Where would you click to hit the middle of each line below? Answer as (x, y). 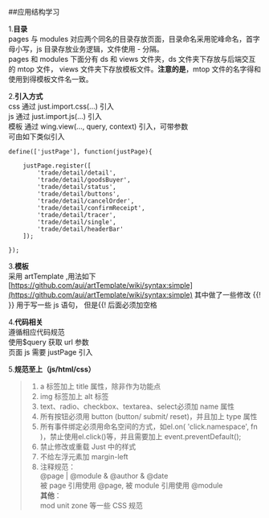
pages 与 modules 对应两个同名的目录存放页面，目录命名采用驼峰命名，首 (130, 39)
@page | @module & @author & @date (104, 476)
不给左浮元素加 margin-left (84, 456)
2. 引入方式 (26, 96)
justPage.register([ (57, 166)
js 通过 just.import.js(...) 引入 (55, 116)
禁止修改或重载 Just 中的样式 (88, 446)
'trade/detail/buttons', (79, 194)
